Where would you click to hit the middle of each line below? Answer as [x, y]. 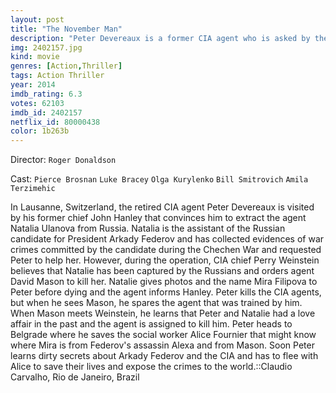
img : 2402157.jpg [46, 47]
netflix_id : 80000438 [55, 122]
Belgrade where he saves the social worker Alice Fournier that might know [163, 335]
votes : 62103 [37, 103]
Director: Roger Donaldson [63, 160]
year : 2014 [33, 85]
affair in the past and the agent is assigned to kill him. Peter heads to [151, 324]
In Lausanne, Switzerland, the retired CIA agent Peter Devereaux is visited [162, 207]
